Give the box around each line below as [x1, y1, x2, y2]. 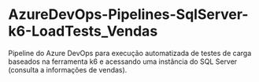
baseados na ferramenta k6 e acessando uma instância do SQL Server [8, 57, 238, 66]
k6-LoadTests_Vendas [8, 22, 158, 40]
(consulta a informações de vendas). [8, 65, 128, 74]
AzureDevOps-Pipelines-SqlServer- [8, 6, 249, 24]
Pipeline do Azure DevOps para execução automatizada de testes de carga [8, 48, 252, 58]
